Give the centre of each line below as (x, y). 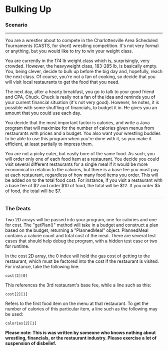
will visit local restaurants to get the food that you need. (62, 82)
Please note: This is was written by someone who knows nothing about (80, 332)
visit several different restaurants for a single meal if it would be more (76, 164)
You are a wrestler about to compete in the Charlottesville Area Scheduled (81, 41)
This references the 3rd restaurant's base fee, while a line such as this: (78, 285)
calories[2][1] (21, 323)
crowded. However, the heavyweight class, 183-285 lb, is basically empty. (81, 66)
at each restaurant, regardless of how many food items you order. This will (82, 175)
